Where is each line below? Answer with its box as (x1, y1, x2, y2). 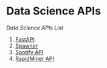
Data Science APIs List (6, 24, 64, 31)
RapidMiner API (15, 55, 55, 62)
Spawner (15, 42, 38, 49)
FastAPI (15, 36, 35, 43)
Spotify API (15, 48, 44, 55)
